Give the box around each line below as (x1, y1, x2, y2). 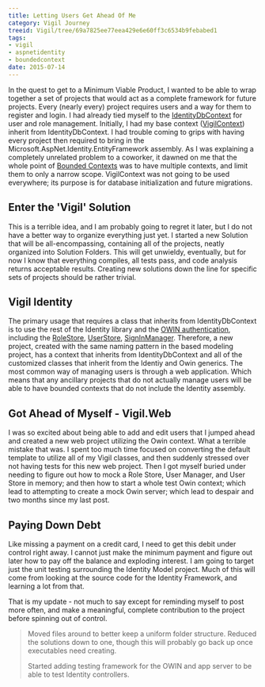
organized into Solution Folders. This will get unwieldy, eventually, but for (8, 247, 247, 256)
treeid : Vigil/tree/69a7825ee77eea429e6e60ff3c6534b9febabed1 (8, 26, 218, 34)
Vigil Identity (8, 295, 73, 309)
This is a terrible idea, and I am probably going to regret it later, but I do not (8, 221, 253, 231)
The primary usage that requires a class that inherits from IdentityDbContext (8, 317, 257, 326)
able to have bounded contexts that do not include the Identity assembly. (8, 384, 246, 393)
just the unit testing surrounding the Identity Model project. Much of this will (8, 565, 256, 574)
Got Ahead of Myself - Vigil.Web (8, 406, 172, 420)
